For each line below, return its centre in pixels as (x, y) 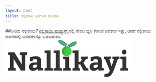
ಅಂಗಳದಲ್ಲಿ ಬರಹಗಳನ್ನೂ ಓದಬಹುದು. (33, 36)
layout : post (19, 10)
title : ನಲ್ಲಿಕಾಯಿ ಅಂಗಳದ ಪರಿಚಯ (32, 16)
